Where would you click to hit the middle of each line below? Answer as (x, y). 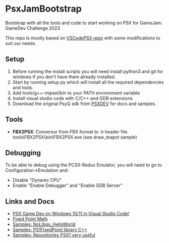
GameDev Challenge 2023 (33, 28)
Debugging (23, 153)
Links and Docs (30, 201)
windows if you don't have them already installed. (64, 77)
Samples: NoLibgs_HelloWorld (44, 224)
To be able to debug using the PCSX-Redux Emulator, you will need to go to (84, 165)
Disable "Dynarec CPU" (37, 180)
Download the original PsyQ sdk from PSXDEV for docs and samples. (84, 104)
